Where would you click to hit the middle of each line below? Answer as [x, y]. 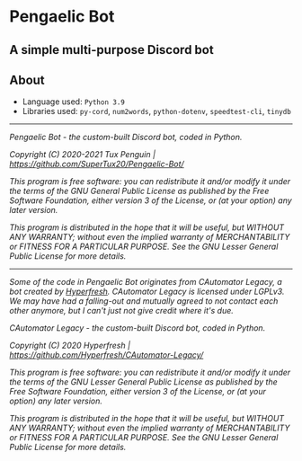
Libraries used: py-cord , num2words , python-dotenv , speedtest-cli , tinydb [157, 111]
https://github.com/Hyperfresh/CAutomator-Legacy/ [107, 355]
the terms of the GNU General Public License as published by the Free [139, 191]
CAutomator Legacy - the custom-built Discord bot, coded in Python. [138, 328]
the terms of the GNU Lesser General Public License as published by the [144, 382]
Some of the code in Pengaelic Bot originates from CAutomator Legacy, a [146, 282]
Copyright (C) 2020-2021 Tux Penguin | [82, 155]
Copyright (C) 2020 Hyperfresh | [70, 346]
